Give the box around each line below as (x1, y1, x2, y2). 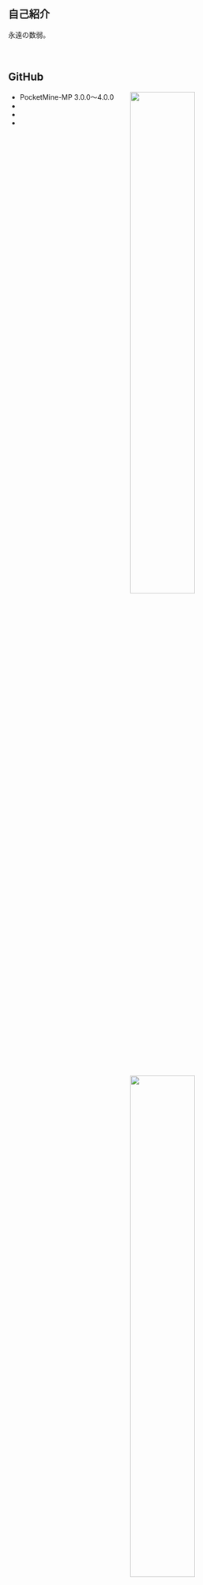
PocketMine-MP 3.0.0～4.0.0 (19, 92, 115, 101)
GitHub (8, 70, 44, 84)
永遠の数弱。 (8, 30, 50, 40)
